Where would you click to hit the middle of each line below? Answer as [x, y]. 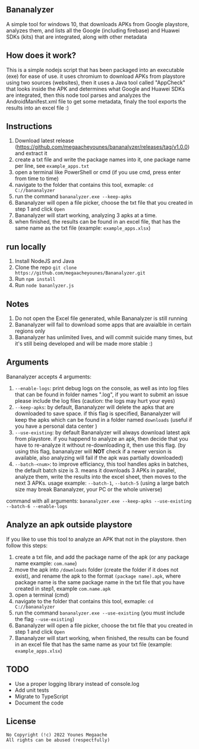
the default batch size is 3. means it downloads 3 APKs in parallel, [95, 470]
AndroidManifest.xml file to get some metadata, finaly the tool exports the [96, 101]
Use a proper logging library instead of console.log [77, 684]
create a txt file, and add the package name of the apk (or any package [102, 557]
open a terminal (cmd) [42, 595]
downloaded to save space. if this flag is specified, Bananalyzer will [97, 413]
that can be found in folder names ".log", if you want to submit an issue [101, 394]
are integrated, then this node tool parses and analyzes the [78, 95]
